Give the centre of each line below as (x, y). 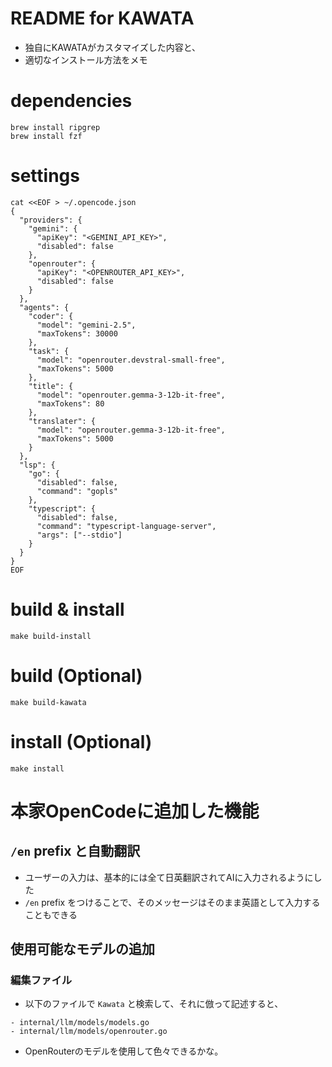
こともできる (51, 914)
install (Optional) (81, 741)
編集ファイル (41, 980)
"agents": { (44, 307)
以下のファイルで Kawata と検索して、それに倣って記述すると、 (154, 1004)
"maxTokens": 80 (70, 403)
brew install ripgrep (55, 127)
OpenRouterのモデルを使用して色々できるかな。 (124, 1051)
